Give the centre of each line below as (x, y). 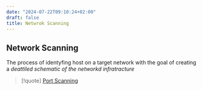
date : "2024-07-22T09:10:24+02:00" (51, 12)
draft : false (23, 18)
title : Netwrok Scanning (38, 23)
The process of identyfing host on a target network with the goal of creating (101, 63)
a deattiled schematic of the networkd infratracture (70, 69)
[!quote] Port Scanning (49, 81)
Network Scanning (42, 48)
